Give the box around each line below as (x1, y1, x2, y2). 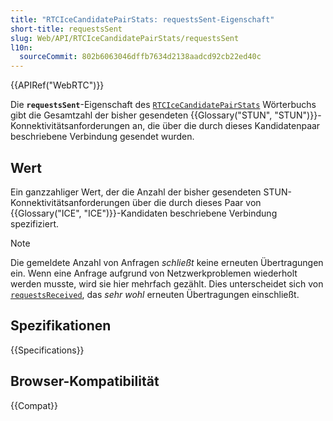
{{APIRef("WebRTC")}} (10, 79, 105, 91)
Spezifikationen (10, 317, 112, 335)
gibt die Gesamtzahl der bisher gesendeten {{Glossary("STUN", (10, 109, 273, 121)
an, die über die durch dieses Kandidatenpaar (132, 120, 321, 132)
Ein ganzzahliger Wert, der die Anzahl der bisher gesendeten (10, 186, 262, 198)
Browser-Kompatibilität (10, 373, 160, 390)
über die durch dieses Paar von (132, 196, 262, 208)
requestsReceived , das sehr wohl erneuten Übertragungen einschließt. (10, 288, 300, 300)
